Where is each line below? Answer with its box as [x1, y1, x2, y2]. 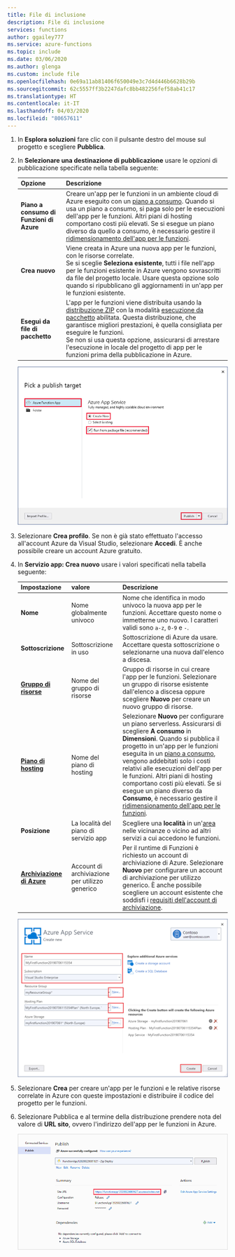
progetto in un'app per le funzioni [122, 742, 219, 750]
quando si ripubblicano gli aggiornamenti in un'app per [66, 281, 224, 289]
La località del [71, 818, 111, 827]
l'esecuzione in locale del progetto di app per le [66, 343, 203, 352]
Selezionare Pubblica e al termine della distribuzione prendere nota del [17, 1112, 222, 1121]
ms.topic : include [7, 48, 61, 55]
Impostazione [20, 583, 62, 592]
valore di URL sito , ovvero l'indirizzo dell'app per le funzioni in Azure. [17, 1120, 217, 1129]
